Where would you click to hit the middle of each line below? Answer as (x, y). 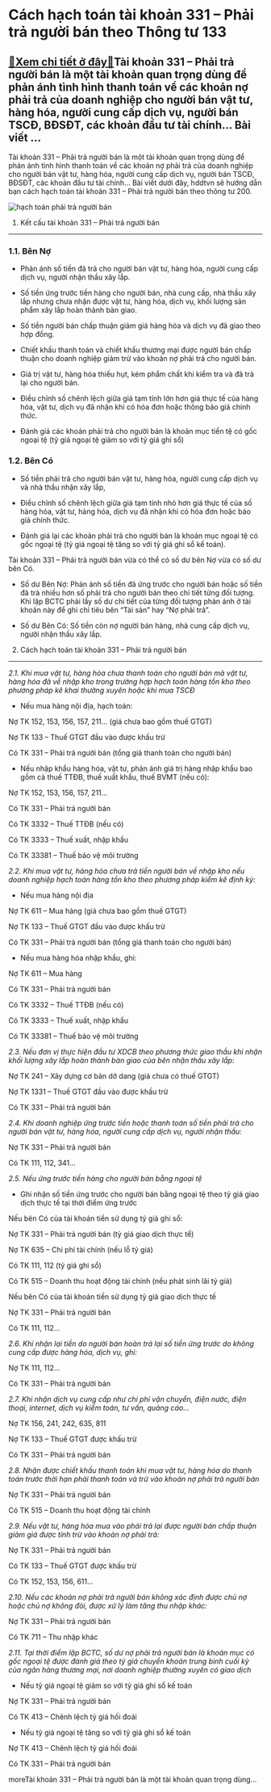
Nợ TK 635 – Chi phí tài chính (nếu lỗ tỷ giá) (81, 1249)
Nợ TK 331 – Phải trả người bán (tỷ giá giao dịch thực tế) (101, 1234)
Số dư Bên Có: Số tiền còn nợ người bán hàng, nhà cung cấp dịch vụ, (135, 625)
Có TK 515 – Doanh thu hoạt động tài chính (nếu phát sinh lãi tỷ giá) (120, 1281)
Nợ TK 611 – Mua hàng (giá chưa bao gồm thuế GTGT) (98, 911)
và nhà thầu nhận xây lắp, (63, 487)
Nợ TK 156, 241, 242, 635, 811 (57, 1423)
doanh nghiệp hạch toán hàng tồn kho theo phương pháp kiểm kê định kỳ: (132, 879)
